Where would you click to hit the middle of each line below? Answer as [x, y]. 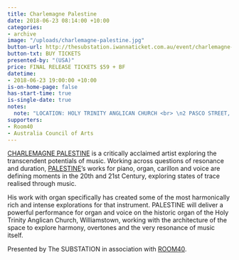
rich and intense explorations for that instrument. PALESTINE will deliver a [116, 205]
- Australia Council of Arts [51, 133]
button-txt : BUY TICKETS [44, 54]
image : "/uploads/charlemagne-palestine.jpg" [76, 41]
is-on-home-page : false [43, 87]
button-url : [25, 47]
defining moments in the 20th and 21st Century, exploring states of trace [114, 176]
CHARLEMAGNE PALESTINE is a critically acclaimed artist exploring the [112, 153]
